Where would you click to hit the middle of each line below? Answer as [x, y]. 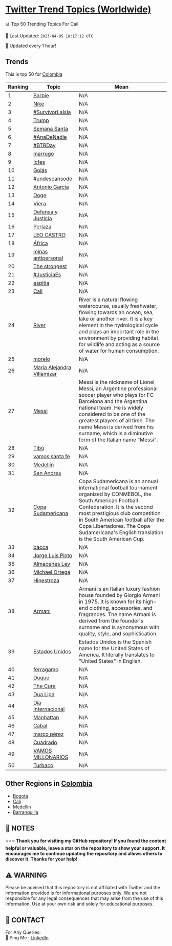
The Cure [45, 686]
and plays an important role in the [119, 331]
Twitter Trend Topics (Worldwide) [78, 9]
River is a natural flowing [108, 299]
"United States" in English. [110, 661]
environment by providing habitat [119, 338]
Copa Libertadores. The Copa [114, 526]
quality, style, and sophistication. [118, 633]
